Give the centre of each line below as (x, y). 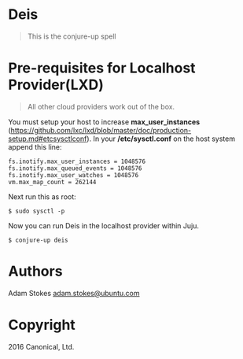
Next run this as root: (42, 196)
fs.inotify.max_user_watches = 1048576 (74, 175)
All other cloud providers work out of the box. (101, 106)
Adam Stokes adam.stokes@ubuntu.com (74, 293)
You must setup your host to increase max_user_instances (104, 122)
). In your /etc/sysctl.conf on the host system (161, 139)
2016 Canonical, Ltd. (41, 346)
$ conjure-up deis (38, 240)
